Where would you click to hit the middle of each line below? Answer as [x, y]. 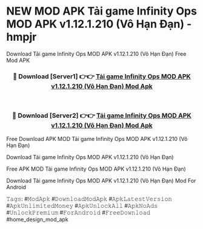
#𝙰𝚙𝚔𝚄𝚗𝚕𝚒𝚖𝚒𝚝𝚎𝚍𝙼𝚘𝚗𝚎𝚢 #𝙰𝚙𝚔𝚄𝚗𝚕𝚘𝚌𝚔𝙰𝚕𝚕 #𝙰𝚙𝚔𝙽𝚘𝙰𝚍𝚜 [82, 205]
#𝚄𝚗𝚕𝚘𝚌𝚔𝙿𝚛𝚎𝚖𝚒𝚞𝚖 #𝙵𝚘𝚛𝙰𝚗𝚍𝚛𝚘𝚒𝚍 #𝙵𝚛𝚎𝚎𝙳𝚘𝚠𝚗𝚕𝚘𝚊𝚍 [78, 212]
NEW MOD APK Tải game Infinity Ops [101, 11]
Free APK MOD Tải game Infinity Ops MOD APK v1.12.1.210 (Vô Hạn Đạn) [96, 169]
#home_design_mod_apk [37, 219]
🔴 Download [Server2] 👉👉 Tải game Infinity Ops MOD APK [102, 115]
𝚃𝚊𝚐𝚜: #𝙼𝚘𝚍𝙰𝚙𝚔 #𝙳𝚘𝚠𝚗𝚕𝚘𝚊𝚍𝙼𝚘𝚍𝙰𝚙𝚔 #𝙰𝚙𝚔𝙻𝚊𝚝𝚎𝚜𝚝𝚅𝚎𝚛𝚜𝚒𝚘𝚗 [89, 199]
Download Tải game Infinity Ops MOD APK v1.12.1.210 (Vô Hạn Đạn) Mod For [101, 180]
